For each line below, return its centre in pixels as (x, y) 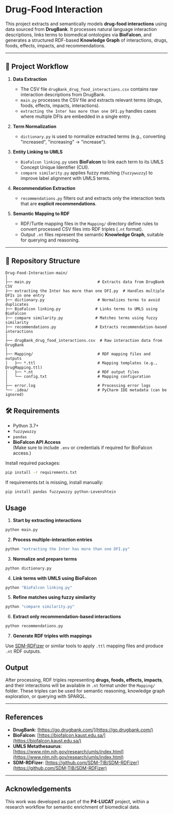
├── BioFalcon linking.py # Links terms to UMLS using (82, 309)
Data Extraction (30, 79)
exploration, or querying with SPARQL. (46, 696)
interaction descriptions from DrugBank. (63, 94)
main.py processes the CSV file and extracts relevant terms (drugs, (91, 100)
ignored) (15, 394)
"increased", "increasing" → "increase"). (63, 142)
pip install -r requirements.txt (41, 473)
